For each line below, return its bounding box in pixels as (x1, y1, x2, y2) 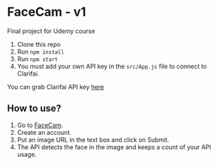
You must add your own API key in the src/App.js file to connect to (17, 62, 208, 70)
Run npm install (17, 47, 65, 56)
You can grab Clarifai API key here (7, 82, 105, 91)
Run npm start (17, 54, 58, 63)
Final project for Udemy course (7, 27, 96, 35)
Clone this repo (17, 40, 61, 48)
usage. (17, 150, 37, 158)
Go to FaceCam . (17, 121, 63, 129)
